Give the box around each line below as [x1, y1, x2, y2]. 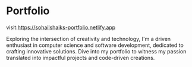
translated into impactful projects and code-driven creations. [6, 54, 155, 61]
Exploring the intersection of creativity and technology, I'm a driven [6, 35, 171, 42]
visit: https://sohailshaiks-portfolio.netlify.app [6, 24, 116, 31]
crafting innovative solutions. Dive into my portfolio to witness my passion [6, 47, 187, 55]
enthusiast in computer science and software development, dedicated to [6, 42, 184, 49]
